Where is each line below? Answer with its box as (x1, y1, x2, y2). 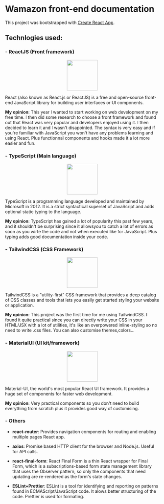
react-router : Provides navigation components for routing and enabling (12, 429, 156, 435)
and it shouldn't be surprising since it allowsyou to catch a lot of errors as (5, 223, 153, 229)
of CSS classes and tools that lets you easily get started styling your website (5, 297, 160, 303)
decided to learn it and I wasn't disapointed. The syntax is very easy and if (5, 125, 155, 131)
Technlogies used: (5, 34, 63, 42)
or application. (5, 302, 34, 308)
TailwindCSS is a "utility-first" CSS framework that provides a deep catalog (5, 292, 157, 298)
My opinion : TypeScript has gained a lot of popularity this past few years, (5, 218, 154, 224)
